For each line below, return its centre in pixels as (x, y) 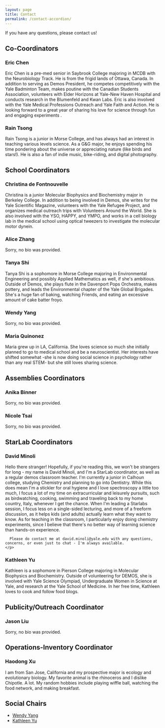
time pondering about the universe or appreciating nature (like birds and (78, 149)
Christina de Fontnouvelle (37, 184)
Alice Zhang (20, 239)
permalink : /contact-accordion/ (38, 19)
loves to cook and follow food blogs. (42, 592)
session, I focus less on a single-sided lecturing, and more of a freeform (78, 509)
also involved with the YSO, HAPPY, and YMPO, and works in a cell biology (81, 216)
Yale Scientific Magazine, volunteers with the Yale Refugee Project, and (78, 205)
